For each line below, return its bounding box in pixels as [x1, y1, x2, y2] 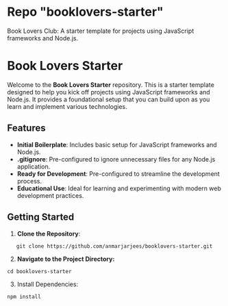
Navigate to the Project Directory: [16, 255, 115, 263]
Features [7, 123, 46, 134]
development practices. [16, 191, 84, 199]
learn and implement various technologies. [7, 102, 128, 110]
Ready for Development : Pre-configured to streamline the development [16, 169, 220, 178]
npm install [7, 293, 41, 300]
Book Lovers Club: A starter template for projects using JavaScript [7, 27, 194, 35]
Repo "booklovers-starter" [7, 4, 164, 20]
